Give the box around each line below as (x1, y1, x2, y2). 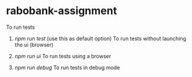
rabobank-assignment (6, 4, 117, 18)
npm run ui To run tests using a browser (14, 52, 112, 59)
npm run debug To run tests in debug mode (14, 63, 120, 71)
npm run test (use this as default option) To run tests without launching (14, 35, 187, 42)
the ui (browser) (14, 41, 54, 48)
